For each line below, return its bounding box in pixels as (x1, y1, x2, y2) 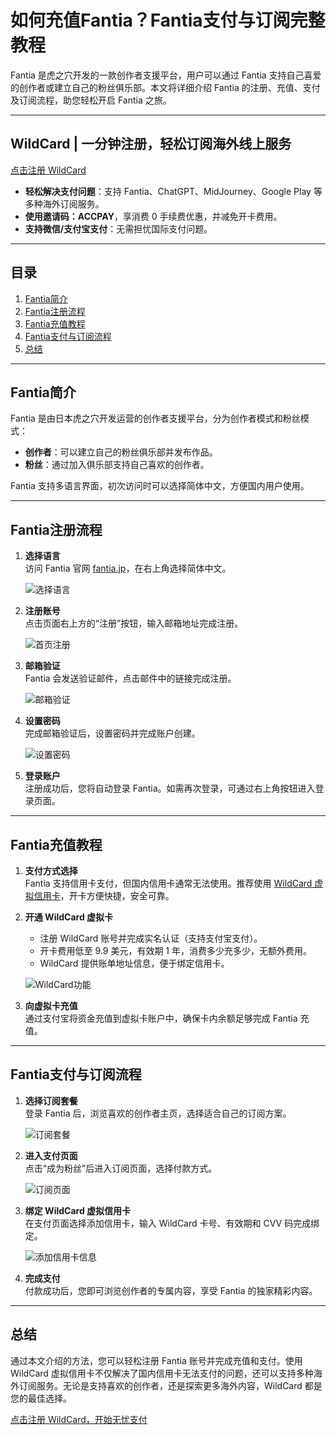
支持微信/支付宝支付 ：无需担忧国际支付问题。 (24, 222, 213, 235)
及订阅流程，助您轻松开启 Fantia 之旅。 (10, 94, 172, 106)
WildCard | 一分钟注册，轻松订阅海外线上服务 (10, 136, 292, 153)
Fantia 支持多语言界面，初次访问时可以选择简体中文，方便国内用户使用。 (10, 480, 310, 492)
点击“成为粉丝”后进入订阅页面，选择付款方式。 (24, 1162, 218, 1174)
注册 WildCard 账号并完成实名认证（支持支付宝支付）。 (39, 932, 263, 944)
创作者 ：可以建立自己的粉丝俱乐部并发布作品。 (24, 446, 218, 458)
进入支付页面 (24, 1149, 78, 1161)
